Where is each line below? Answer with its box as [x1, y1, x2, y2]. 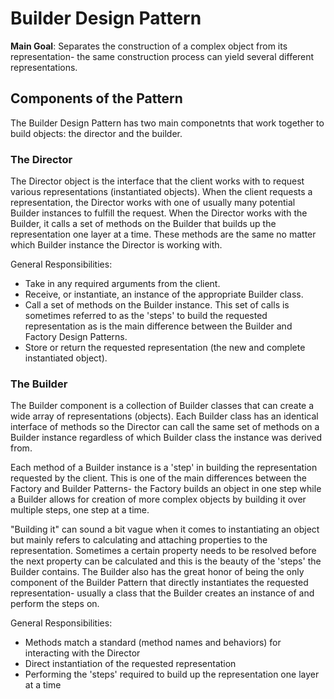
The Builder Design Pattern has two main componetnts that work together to [10, 117, 325, 129]
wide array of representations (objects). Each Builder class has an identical [10, 410, 319, 422]
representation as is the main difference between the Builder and [24, 320, 293, 332]
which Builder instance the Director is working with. [10, 239, 223, 251]
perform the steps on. [10, 598, 100, 610]
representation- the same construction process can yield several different [10, 50, 315, 62]
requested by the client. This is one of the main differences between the [10, 472, 308, 484]
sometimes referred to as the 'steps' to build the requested [24, 310, 268, 322]
